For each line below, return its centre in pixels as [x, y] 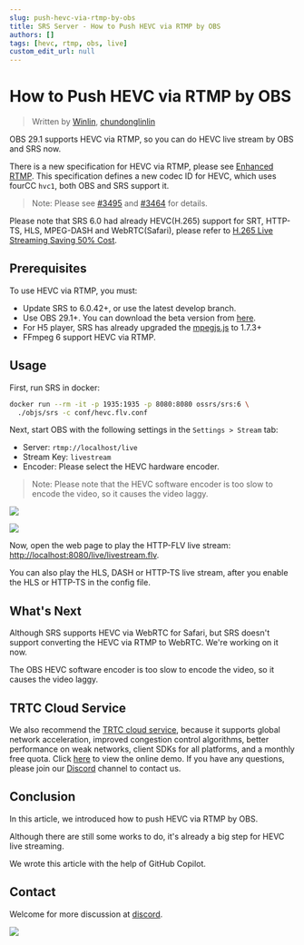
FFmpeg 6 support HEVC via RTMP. [89, 337]
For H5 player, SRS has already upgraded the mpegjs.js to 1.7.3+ [142, 327]
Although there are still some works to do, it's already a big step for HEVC [147, 836]
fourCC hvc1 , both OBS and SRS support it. [89, 186]
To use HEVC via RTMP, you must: [74, 290]
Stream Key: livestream [67, 457]
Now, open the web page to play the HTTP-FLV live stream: [120, 546]
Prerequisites [48, 269]
